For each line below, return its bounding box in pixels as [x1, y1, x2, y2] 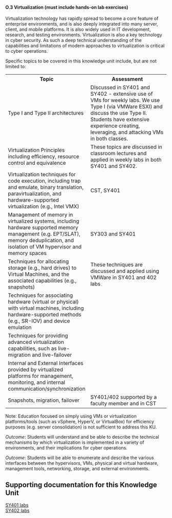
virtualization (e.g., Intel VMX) [8, 203, 79, 210]
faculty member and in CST [90, 400, 157, 407]
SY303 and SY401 [90, 230, 136, 238]
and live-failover [32, 351, 72, 358]
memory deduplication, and [8, 237, 74, 244]
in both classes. [90, 135, 128, 142]
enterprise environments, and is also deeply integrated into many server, [5, 21, 158, 27]
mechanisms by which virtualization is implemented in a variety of [5, 439, 144, 445]
